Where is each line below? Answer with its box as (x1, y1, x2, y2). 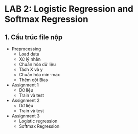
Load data (19, 51, 39, 57)
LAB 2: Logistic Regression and (4, 3, 134, 15)
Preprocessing (11, 46, 41, 51)
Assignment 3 (11, 113, 40, 118)
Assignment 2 (11, 98, 40, 103)
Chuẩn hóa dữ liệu (19, 62, 56, 67)
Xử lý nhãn (19, 56, 41, 62)
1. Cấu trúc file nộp (4, 33, 63, 41)
